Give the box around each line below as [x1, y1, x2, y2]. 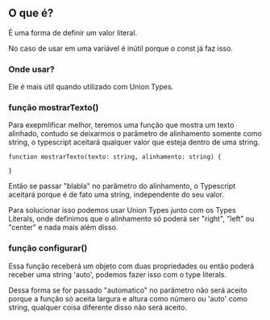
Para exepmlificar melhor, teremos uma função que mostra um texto [8, 120, 235, 130]
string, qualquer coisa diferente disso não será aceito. [8, 302, 188, 312]
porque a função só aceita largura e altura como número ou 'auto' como [8, 293, 248, 303]
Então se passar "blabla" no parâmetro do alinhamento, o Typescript [8, 181, 236, 191]
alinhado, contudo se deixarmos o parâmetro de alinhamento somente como [8, 129, 262, 139]
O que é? [8, 6, 54, 20]
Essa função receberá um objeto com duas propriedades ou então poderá [8, 261, 255, 271]
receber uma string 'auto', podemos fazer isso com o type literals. [8, 269, 227, 279]
